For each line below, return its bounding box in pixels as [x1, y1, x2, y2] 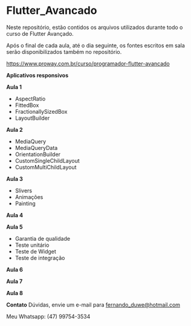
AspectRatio [15, 95, 46, 102]
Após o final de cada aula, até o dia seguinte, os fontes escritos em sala [6, 42, 186, 49]
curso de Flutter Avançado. [6, 30, 74, 37]
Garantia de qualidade [15, 235, 71, 242]
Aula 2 [6, 126, 23, 133]
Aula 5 [6, 223, 23, 230]
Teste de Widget [15, 247, 56, 255]
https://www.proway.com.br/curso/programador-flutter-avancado [6, 60, 170, 67]
